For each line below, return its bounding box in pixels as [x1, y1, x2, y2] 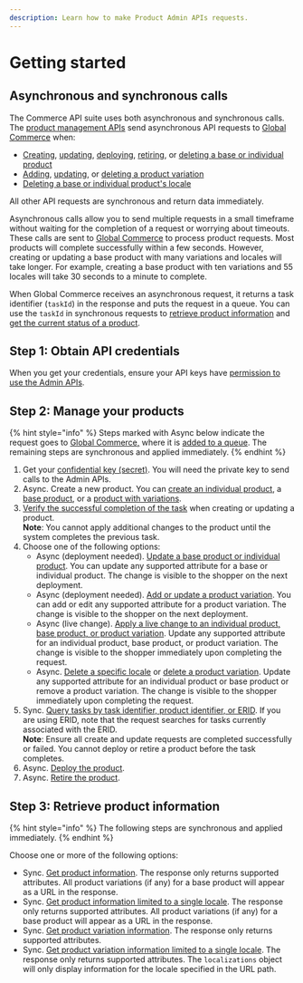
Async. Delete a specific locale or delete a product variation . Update [35, 667, 291, 678]
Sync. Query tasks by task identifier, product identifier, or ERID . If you [22, 705, 281, 716]
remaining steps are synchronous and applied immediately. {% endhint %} [9, 447, 287, 458]
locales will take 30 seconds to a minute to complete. [9, 271, 208, 282]
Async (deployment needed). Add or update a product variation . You [35, 590, 291, 601]
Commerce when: [9, 131, 76, 142]
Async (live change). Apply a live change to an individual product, [35, 618, 281, 630]
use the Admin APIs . [9, 377, 85, 388]
